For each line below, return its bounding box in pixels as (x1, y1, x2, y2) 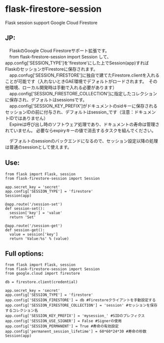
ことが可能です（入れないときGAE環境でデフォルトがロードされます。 (5, 78, 145, 84)
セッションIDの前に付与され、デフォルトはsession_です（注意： (5, 109, 135, 115)
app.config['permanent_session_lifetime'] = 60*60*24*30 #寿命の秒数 (5, 329, 147, 334)
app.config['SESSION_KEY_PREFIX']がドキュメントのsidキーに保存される (9, 103, 158, 109)
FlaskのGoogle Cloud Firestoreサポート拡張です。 (9, 48, 109, 54)
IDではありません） (9, 115, 48, 121)
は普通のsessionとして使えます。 (5, 144, 72, 150)
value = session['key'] (9, 232, 58, 237)
